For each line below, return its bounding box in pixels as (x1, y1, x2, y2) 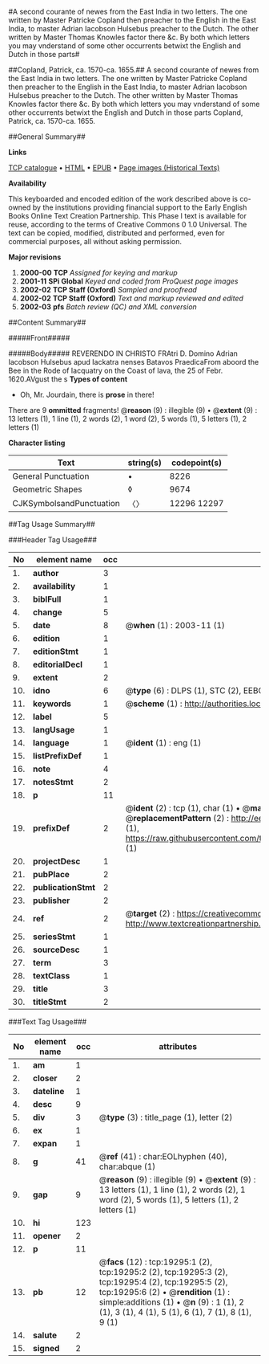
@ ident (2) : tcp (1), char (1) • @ (125, 802, 251, 814)
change (33, 606, 62, 618)
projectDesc (33, 856, 81, 867)
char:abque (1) (98, 1161, 156, 1172)
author (33, 568, 59, 578)
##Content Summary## (8, 317, 86, 327)
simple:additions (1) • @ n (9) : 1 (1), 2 (98, 1297, 244, 1308)
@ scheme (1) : (125, 698, 183, 709)
